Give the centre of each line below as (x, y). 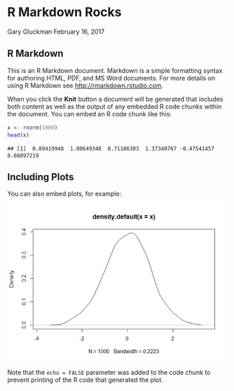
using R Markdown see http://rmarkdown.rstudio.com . (85, 85)
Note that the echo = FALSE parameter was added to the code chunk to (109, 373)
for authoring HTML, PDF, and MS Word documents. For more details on (111, 78)
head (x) (19, 135)
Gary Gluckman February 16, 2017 (56, 32)
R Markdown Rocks (64, 12)
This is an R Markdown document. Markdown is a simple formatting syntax (115, 70)
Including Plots (41, 177)
